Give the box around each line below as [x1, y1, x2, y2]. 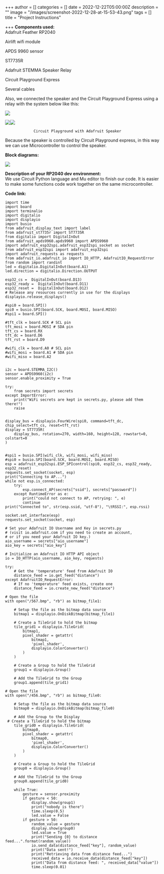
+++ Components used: [5, 24, 55, 30]
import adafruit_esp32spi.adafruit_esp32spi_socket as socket [5, 243, 135, 248]
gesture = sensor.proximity [23, 792, 80, 797]
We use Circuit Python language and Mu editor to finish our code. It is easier [5, 176, 159, 182]
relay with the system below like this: [5, 101, 79, 107]
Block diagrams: [5, 152, 39, 158]
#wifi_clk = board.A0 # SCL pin [5, 346, 71, 351]
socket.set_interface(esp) [5, 513, 60, 518]
